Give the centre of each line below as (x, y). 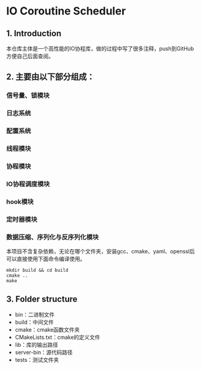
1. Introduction (34, 33)
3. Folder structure (42, 299)
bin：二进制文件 (35, 314)
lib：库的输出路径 (36, 344)
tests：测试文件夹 (37, 359)
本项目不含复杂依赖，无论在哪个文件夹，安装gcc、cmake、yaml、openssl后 (101, 251)
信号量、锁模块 (28, 96)
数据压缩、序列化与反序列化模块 (53, 237)
